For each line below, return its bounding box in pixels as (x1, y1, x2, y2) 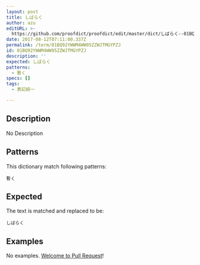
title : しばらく (6, 14, 43, 20)
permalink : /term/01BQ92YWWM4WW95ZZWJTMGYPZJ (6, 42, 121, 48)
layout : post (6, 8, 39, 15)
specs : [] (6, 75, 31, 81)
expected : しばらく (6, 58, 51, 64)
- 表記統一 (11, 87, 35, 93)
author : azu (6, 20, 36, 26)
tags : (6, 81, 20, 87)
